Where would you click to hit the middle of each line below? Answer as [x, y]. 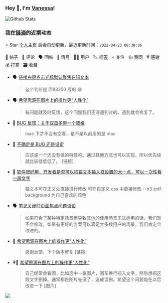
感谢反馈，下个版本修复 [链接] [56, 252]
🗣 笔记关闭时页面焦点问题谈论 [44, 206]
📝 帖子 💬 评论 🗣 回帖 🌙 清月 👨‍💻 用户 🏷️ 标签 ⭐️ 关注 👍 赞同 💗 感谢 [82, 57]
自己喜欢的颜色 [71, 195]
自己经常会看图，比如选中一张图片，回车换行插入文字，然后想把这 [93, 273]
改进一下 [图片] [40, 285]
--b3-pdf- [153, 189]
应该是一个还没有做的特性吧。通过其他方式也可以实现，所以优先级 [93, 155]
